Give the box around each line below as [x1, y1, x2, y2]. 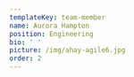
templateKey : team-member [9, 12, 105, 22]
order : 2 [9, 54, 42, 63]
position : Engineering [9, 29, 94, 38]
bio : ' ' [9, 37, 42, 47]
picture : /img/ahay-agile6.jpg [9, 46, 126, 55]
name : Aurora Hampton [9, 21, 90, 30]
